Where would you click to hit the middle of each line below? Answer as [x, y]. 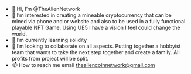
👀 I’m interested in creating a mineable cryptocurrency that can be [91, 15]
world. [19, 34]
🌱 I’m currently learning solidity [49, 40]
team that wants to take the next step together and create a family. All [95, 52]
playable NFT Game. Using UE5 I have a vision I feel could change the [96, 27]
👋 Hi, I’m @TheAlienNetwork [46, 9]
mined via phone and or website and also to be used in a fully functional [98, 21]
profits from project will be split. [50, 59]
